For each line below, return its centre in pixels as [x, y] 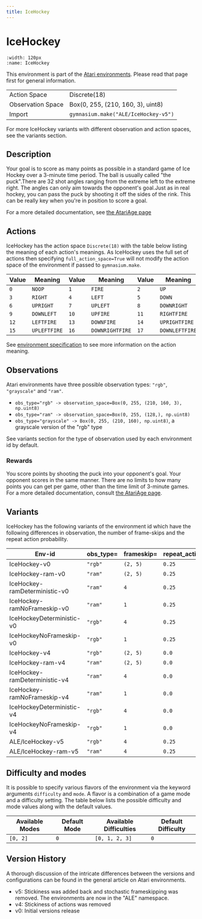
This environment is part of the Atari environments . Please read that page [97, 74]
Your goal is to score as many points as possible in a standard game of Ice [98, 169]
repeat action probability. [37, 539]
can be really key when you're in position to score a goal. [77, 201]
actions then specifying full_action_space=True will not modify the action [98, 259]
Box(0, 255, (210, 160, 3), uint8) [116, 104]
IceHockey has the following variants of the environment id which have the [99, 527]
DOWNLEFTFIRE [178, 331]
